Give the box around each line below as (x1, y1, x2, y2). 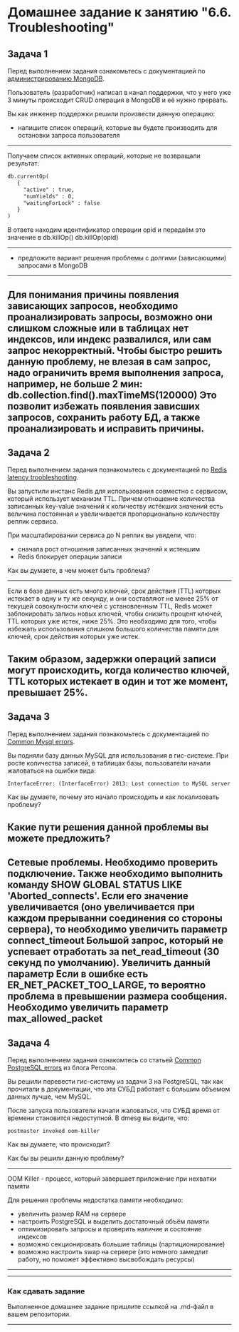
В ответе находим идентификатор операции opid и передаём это (7, 225, 206, 234)
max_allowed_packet (7, 1012, 103, 1025)
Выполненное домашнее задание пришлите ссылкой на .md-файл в (7, 1303, 214, 1311)
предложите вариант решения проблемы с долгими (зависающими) (17, 254, 227, 263)
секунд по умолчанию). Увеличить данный (7, 957, 211, 969)
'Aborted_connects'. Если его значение (7, 890, 188, 903)
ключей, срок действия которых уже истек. (7, 632, 140, 641)
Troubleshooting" (7, 19, 115, 36)
